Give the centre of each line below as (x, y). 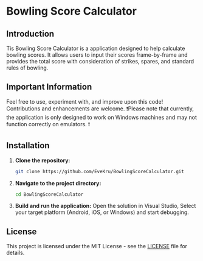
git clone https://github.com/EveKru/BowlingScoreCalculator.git (99, 171)
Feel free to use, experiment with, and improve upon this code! (85, 101)
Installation (28, 145)
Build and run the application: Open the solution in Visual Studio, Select (105, 206)
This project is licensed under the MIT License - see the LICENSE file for (97, 246)
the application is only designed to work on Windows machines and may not (102, 117)
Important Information (49, 87)
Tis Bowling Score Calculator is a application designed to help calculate (96, 48)
